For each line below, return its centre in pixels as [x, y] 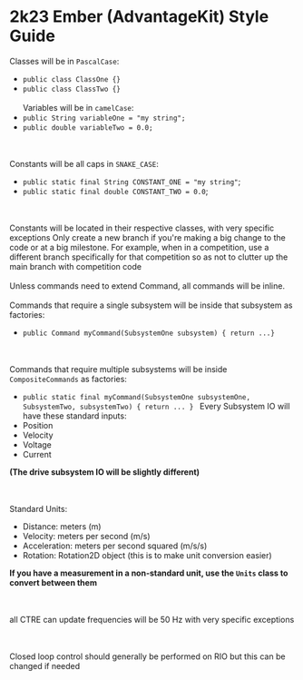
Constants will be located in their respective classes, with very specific [142, 228]
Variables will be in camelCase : [78, 107]
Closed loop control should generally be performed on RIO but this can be [147, 656]
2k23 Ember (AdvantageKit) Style [139, 17]
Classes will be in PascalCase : [64, 61]
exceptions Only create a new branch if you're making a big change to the [147, 237]
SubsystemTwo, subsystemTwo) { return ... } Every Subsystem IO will [156, 406]
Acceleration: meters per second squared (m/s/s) [115, 546]
